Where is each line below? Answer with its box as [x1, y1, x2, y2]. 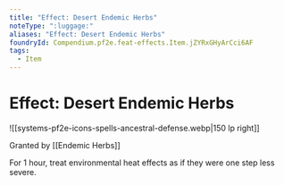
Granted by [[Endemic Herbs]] [9, 139, 121, 150]
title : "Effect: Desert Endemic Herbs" [9, 13, 158, 22]
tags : [9, 46, 29, 55]
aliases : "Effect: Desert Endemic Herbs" [9, 29, 166, 38]
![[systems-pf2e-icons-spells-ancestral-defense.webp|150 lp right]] [9, 122, 261, 133]
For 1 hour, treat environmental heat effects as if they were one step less [9, 157, 275, 168]
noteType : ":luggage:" [9, 21, 94, 30]
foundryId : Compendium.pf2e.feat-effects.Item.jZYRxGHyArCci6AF [9, 38, 254, 47]
